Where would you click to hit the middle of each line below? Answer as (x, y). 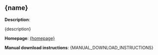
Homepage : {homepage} (30, 38)
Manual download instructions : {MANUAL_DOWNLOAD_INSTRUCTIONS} (79, 47)
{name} (16, 8)
